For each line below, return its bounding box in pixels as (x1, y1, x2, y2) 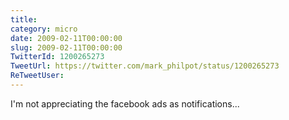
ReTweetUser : (10, 71, 65, 81)
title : (10, 14, 38, 25)
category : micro (10, 24, 78, 34)
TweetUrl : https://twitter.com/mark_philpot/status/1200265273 (10, 61, 280, 71)
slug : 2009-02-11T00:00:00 (10, 42, 123, 53)
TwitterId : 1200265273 (10, 52, 105, 62)
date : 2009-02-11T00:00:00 (10, 33, 123, 43)
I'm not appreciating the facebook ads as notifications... (10, 97, 240, 110)
